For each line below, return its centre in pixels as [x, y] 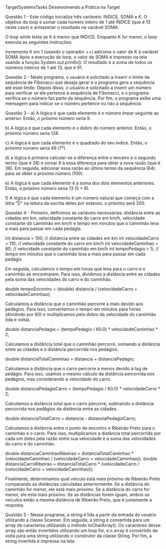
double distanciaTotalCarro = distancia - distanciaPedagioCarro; [71, 418]
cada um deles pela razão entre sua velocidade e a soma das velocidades [81, 439]
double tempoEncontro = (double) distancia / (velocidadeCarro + [71, 289]
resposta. [15, 505]
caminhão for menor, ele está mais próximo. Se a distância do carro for [78, 489]
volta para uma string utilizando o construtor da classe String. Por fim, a [79, 536]
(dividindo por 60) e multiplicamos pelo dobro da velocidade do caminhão [81, 314]
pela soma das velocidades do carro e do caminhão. [59, 279]
